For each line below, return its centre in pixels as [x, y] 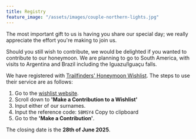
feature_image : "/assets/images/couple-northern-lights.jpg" [83, 17]
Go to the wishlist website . [46, 93]
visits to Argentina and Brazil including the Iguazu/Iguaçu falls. [82, 64]
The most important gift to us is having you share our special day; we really [97, 34]
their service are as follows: [40, 82]
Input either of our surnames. [50, 105]
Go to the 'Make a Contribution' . [54, 118]
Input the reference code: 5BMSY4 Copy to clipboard [77, 112]
